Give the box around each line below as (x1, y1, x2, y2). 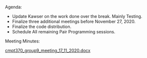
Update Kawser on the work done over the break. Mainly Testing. (12, 14, 143, 19)
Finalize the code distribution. (12, 24, 72, 29)
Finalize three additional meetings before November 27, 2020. (12, 19, 136, 24)
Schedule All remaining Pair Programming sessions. (12, 29, 115, 34)
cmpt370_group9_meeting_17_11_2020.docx (5, 48, 91, 53)
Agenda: (5, 4, 22, 10)
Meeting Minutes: (5, 38, 40, 44)
